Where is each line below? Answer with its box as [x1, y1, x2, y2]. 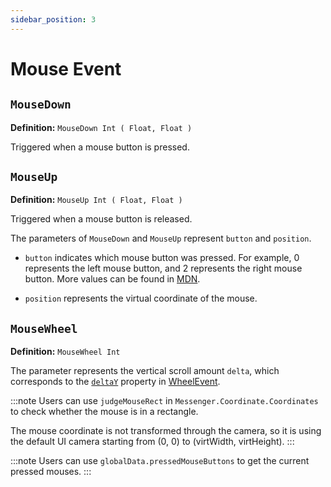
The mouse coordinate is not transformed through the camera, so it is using [10, 425, 322, 437]
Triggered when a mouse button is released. [10, 213, 193, 225]
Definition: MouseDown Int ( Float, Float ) [10, 121, 193, 133]
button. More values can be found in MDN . [24, 273, 201, 285]
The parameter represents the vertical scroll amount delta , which [10, 365, 280, 377]
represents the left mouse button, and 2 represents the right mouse [24, 262, 303, 275]
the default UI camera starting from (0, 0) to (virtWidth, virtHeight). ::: [10, 436, 295, 448]
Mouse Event [10, 57, 122, 80]
